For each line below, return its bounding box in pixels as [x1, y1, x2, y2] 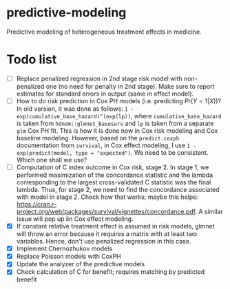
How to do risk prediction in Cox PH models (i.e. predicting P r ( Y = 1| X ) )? [16, 96, 222, 105]
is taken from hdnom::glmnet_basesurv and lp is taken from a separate [16, 119, 214, 127]
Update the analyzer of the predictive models [16, 260, 145, 268]
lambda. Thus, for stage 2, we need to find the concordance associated [16, 186, 220, 194]
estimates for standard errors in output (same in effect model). [16, 89, 194, 98]
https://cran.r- [16, 200, 56, 208]
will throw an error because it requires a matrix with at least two [16, 230, 198, 238]
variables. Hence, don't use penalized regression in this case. [16, 237, 191, 246]
